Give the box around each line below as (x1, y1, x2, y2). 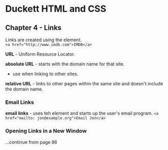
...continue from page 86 (5, 139, 58, 145)
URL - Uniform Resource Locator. (5, 51, 75, 57)
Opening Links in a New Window (5, 128, 87, 135)
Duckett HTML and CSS (5, 3, 106, 15)
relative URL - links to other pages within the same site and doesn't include (5, 81, 163, 86)
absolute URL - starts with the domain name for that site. (5, 61, 125, 67)
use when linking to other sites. (12, 71, 78, 77)
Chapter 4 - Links (5, 23, 62, 32)
